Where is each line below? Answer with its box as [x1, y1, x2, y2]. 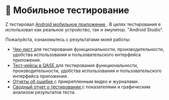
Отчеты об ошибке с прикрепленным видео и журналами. [12, 78, 139, 84]
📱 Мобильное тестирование [5, 5, 130, 16]
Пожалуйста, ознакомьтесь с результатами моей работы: [5, 36, 131, 42]
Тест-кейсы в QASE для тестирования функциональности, [12, 62, 138, 68]
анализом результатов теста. [12, 89, 76, 95]
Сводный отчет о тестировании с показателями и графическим [12, 83, 151, 90]
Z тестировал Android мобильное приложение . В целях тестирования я [5, 21, 161, 27]
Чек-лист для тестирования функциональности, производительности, [12, 46, 164, 52]
